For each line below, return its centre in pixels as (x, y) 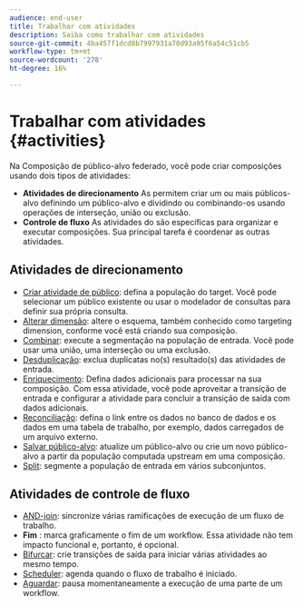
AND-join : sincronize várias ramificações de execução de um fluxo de (153, 516)
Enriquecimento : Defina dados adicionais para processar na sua (142, 379)
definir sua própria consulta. (75, 311)
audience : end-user (46, 18)
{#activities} (58, 141)
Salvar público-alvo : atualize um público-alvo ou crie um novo (138, 446)
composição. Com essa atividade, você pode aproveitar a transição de (155, 388)
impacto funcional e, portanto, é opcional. (101, 545)
